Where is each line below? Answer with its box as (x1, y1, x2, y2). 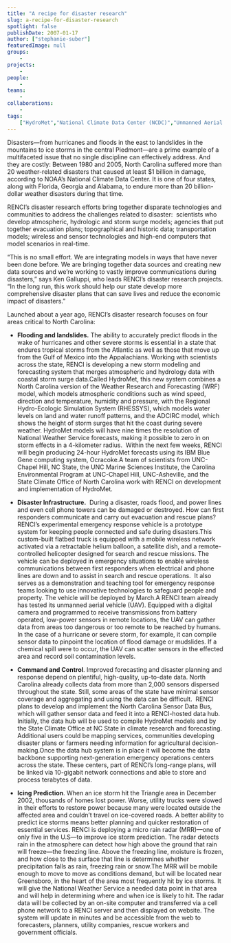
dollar (7, 189, 23, 197)
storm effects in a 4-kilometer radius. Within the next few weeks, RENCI (16, 441, 222, 449)
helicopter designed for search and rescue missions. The (47, 549, 210, 557)
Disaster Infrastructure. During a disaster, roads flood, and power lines (16, 498, 222, 506)
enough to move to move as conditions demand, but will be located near (16, 869, 222, 877)
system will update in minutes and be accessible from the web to (16, 913, 201, 922)
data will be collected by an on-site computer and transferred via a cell (16, 898, 218, 907)
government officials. (16, 928, 78, 936)
